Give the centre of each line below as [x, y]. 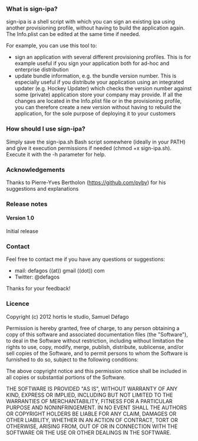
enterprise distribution [42, 70]
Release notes [27, 204]
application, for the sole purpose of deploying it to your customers [95, 113]
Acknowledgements [36, 169]
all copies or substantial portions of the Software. [66, 377]
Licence [18, 304]
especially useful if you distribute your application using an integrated [99, 82]
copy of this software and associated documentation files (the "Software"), [97, 334]
